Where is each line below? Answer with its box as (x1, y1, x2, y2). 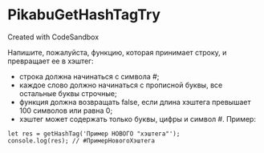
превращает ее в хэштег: (7, 56, 94, 66)
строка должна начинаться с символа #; (18, 71, 160, 81)
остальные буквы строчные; (18, 88, 117, 98)
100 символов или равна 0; (18, 106, 113, 115)
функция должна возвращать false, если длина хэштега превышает (18, 97, 251, 107)
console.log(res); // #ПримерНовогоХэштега (7, 136, 156, 145)
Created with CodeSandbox (7, 32, 100, 42)
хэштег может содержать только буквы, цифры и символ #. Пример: (18, 114, 256, 123)
